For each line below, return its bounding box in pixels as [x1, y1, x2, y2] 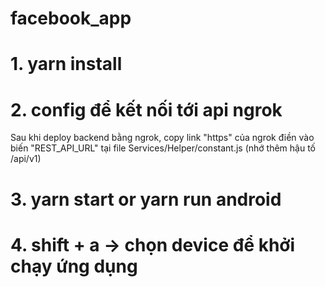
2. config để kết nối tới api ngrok [10, 98, 283, 121]
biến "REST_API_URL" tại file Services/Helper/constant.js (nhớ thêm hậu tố [10, 142, 316, 154]
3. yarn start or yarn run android [10, 188, 282, 211]
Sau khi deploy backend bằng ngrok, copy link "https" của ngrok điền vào [10, 132, 315, 144]
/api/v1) [10, 153, 42, 165]
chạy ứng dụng [10, 255, 138, 277]
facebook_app [10, 7, 132, 30]
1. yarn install [10, 53, 123, 76]
